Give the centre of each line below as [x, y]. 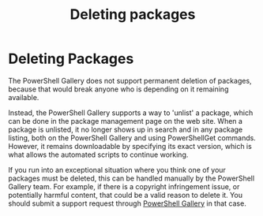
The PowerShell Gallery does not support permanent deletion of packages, [130, 80]
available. [24, 97]
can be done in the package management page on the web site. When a [126, 121]
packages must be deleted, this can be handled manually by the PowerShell [131, 178]
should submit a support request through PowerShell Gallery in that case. [127, 203]
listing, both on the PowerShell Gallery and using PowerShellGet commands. [132, 138]
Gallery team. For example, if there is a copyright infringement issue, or [124, 186]
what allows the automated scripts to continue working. [98, 155]
